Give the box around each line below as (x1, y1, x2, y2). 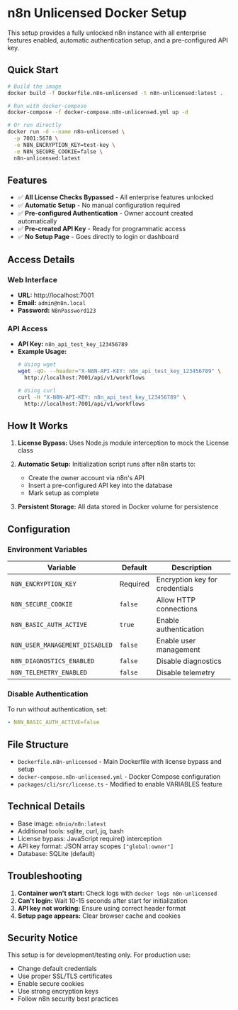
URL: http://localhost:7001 (17, 291, 94, 299)
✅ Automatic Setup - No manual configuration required (17, 201, 181, 210)
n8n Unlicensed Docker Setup (7, 5, 187, 21)
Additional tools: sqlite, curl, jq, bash (17, 826, 124, 835)
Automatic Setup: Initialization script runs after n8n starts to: (17, 460, 196, 469)
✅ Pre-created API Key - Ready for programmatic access (17, 225, 186, 233)
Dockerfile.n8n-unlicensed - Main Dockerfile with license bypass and (17, 757, 222, 766)
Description (171, 562, 212, 572)
